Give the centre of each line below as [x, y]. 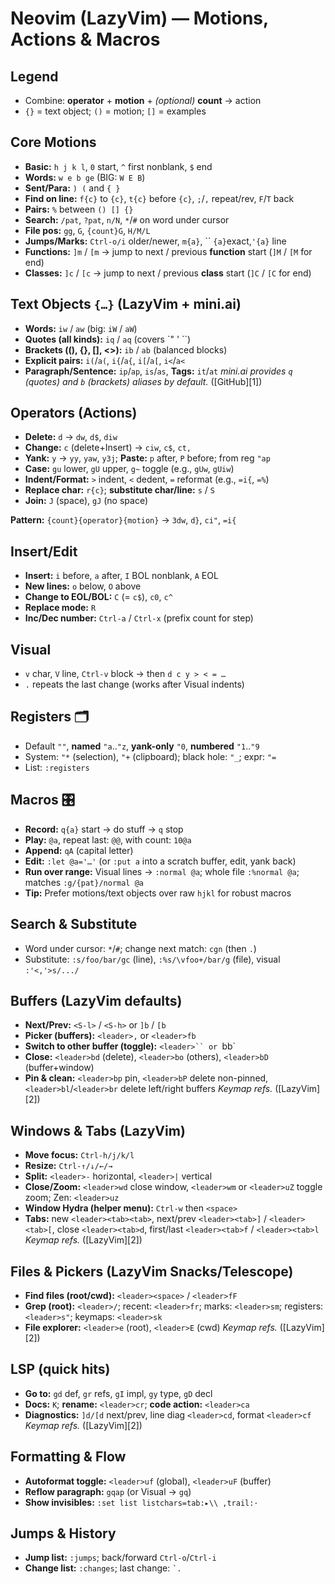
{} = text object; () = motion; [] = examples [115, 111]
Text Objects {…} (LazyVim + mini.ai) [126, 304]
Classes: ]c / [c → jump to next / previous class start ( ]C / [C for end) [168, 273]
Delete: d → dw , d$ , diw [71, 437]
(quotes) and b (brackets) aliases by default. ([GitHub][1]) [143, 381]
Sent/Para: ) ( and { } [72, 188]
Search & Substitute [74, 924]
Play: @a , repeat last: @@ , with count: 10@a [108, 839]
